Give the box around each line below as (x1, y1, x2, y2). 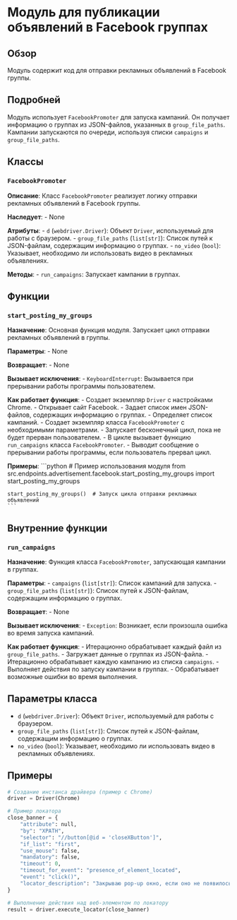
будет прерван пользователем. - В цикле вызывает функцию (7, 433, 192, 442)
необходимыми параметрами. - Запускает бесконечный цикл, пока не (7, 425, 221, 435)
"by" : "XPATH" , (20, 827, 65, 835)
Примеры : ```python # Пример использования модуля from (7, 462, 186, 471)
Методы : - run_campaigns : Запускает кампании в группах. (7, 270, 181, 278)
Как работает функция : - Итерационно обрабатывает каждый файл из (7, 642, 222, 651)
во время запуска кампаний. (7, 628, 95, 637)
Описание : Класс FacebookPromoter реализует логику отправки (7, 191, 197, 200)
